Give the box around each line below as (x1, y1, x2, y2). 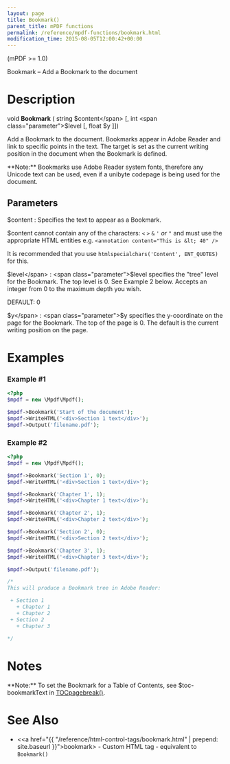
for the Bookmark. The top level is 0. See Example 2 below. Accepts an (7, 277, 207, 286)
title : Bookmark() (7, 16, 60, 23)
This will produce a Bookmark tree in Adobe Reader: (7, 585, 161, 592)
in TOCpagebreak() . (49, 688, 105, 697)
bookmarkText (7, 688, 48, 697)
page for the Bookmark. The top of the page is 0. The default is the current (7, 319, 219, 327)
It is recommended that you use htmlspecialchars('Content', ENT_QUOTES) (7, 249, 218, 257)
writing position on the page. (7, 325, 89, 334)
